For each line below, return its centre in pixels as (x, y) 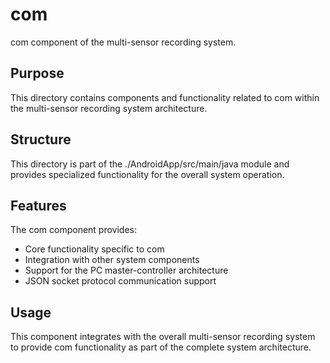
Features (38, 205)
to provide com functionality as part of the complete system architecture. (161, 347)
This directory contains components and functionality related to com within (165, 97)
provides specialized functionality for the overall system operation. (147, 174)
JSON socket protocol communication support (120, 281)
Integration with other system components (112, 260)
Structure (41, 139)
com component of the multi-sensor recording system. (123, 42)
